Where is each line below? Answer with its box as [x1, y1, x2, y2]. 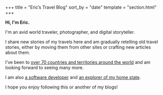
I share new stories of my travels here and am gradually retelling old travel [5, 39, 158, 45]
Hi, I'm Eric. [5, 20, 30, 25]
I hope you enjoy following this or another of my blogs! [5, 84, 118, 90]
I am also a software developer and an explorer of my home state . [5, 74, 141, 80]
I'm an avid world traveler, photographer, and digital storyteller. [5, 29, 135, 35]
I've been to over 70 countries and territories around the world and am [5, 59, 150, 65]
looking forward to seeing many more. [5, 65, 84, 70]
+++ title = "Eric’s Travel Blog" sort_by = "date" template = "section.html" [5, 5, 157, 10]
